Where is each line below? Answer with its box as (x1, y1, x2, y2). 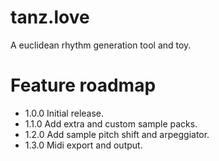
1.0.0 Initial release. (24, 107, 105, 119)
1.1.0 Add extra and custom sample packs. (24, 117, 198, 130)
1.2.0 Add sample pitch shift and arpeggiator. (24, 128, 210, 140)
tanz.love (10, 6, 90, 29)
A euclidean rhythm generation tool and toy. (10, 39, 192, 51)
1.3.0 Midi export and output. (24, 139, 143, 151)
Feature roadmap (10, 74, 157, 97)
